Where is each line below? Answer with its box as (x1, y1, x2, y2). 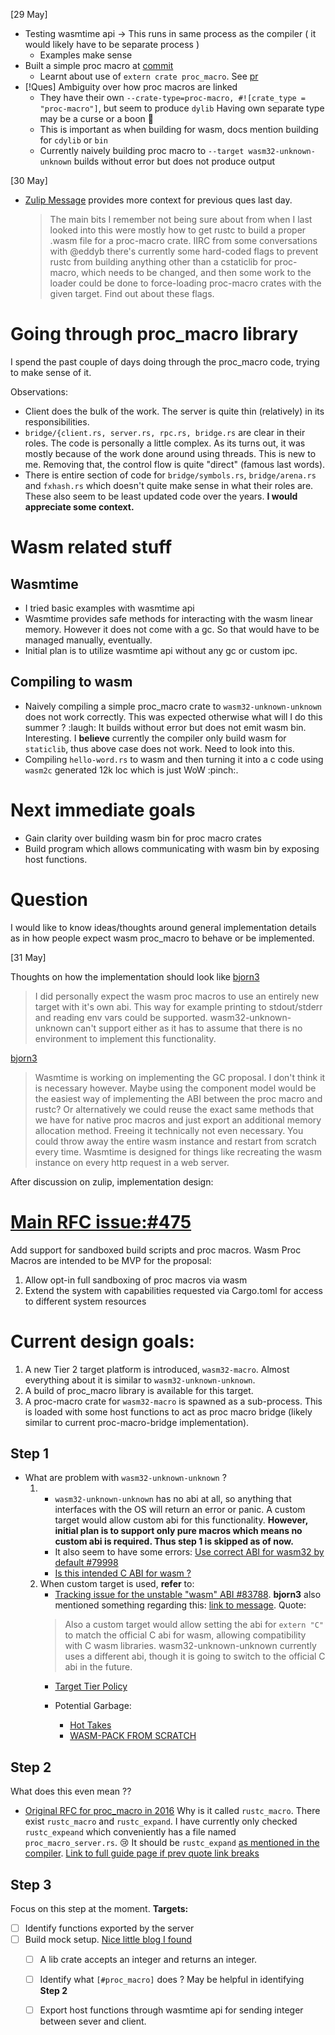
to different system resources (24, 1295, 147, 1307)
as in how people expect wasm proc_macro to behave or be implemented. (10, 932, 315, 944)
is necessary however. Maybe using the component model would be (34, 1082, 317, 1094)
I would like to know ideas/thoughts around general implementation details (10, 921, 317, 933)
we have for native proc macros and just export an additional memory (34, 1114, 322, 1126)
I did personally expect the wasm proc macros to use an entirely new (34, 990, 320, 1002)
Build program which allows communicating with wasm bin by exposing (24, 842, 320, 854)
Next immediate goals (10, 799, 196, 821)
